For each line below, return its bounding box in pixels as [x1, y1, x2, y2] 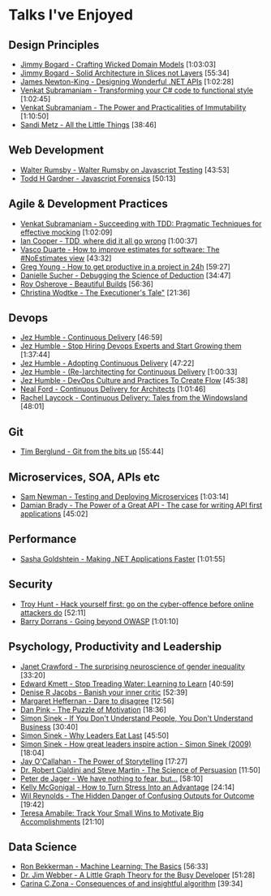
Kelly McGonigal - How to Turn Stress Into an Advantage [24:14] [19, 782, 235, 792]
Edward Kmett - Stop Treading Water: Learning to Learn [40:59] [19, 678, 234, 688]
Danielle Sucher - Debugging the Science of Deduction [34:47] [19, 270, 231, 280]
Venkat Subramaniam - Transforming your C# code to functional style [19, 85, 254, 95]
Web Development [8, 144, 104, 157]
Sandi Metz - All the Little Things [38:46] [19, 120, 157, 129]
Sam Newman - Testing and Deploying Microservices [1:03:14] [19, 492, 230, 502]
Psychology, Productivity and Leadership [8, 640, 222, 654]
